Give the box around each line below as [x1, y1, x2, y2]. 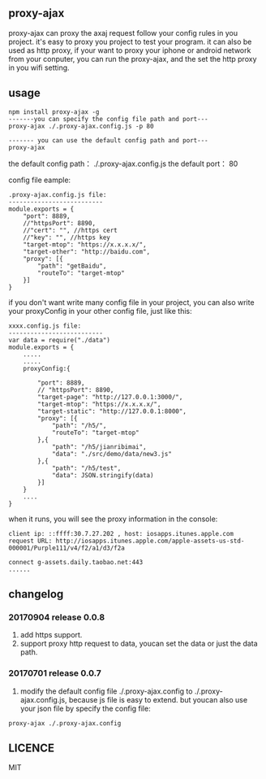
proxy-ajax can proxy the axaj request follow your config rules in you [8, 28, 238, 37]
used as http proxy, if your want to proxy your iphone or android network [8, 45, 251, 55]
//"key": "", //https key [23, 233, 111, 242]
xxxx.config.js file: [8, 321, 82, 330]
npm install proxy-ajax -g [8, 107, 100, 116]
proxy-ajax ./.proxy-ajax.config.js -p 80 [8, 122, 154, 130]
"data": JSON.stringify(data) [51, 471, 154, 479]
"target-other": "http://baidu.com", [23, 247, 151, 255]
